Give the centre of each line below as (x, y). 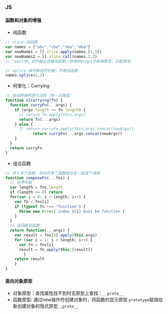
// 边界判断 (21, 183)
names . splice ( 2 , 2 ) (25, 76)
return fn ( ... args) (39, 119)
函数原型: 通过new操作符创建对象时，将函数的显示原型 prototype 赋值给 (88, 300)
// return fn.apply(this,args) (52, 115)
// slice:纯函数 (22, 42)
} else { (24, 124)
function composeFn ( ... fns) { (38, 178)
